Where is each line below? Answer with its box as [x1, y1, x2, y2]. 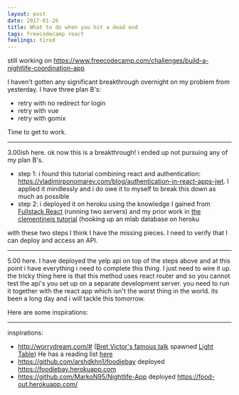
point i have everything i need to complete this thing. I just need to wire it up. [7, 264, 232, 273]
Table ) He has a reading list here [17, 350, 113, 359]
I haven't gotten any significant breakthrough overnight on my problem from [7, 77, 230, 86]
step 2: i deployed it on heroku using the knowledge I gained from [17, 200, 211, 208]
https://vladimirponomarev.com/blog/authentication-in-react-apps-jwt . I [17, 177, 229, 185]
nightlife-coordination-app [7, 64, 85, 72]
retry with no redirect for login [17, 99, 106, 107]
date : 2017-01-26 [7, 17, 59, 24]
